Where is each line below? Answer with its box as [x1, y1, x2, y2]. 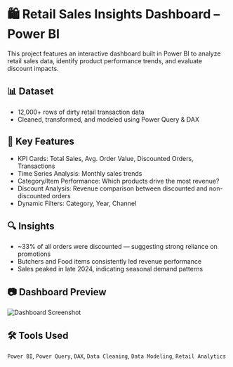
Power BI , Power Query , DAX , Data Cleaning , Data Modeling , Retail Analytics [7, 352, 227, 360]
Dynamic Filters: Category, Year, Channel [17, 199, 137, 207]
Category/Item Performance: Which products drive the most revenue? [17, 176, 220, 185]
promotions [17, 250, 51, 258]
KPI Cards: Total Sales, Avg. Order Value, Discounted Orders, [17, 154, 194, 162]
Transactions [17, 162, 55, 170]
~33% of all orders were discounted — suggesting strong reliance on [17, 243, 218, 251]
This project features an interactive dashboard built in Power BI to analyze [7, 49, 221, 58]
